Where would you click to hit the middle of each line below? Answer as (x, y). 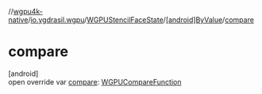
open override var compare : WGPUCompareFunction (95, 81)
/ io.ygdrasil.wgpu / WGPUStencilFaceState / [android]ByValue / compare (141, 20)
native (18, 20)
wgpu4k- (28, 11)
